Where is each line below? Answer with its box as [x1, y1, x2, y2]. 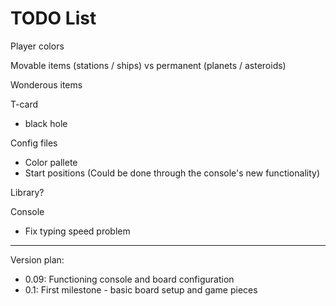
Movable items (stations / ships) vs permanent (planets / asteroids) [10, 59, 287, 71]
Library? [10, 186, 45, 198]
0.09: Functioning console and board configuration [24, 273, 235, 285]
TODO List [10, 7, 97, 30]
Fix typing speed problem [24, 225, 131, 237]
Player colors [10, 40, 65, 52]
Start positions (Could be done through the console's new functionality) [24, 167, 320, 179]
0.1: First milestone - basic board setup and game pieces [24, 283, 258, 296]
